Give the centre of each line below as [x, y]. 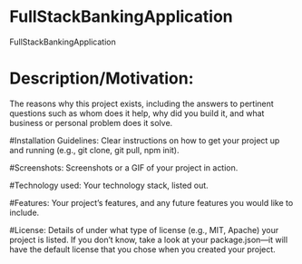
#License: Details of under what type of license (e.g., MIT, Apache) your [144, 230]
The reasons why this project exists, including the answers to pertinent [141, 103]
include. [24, 212]
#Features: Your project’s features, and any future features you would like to [151, 202]
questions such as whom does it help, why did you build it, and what [137, 113]
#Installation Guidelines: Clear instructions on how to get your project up [145, 140]
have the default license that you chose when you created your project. [143, 249]
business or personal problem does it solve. [91, 122]
